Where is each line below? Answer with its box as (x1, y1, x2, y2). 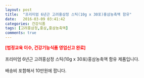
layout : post (5, 7, 32, 12)
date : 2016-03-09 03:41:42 (5, 16, 65, 21)
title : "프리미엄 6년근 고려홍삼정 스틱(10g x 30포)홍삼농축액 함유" (5, 12, 132, 17)
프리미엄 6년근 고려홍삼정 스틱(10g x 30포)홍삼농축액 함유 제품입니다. (5, 56, 140, 62)
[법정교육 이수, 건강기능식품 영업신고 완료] (5, 45, 86, 50)
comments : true (5, 30, 37, 35)
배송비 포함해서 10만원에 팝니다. (5, 68, 67, 74)
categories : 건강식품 (5, 21, 46, 26)
